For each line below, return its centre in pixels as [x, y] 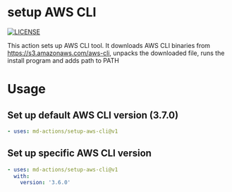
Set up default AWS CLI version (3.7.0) [93, 115]
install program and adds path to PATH [63, 60]
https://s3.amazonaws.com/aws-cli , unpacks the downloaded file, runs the [116, 53]
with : [22, 176]
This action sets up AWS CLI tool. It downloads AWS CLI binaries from [109, 45]
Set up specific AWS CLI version [79, 154]
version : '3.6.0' [45, 183]
